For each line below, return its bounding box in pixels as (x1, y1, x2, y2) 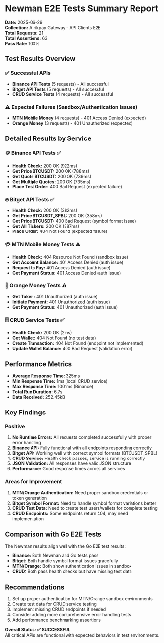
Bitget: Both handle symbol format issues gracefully (12, 558, 118, 564)
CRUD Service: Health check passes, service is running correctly (12, 456, 145, 461)
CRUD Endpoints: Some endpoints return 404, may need (12, 510, 128, 516)
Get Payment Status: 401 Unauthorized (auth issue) (12, 304, 118, 310)
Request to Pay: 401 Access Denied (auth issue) (12, 265, 111, 271)
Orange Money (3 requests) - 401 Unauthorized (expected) (12, 120, 133, 126)
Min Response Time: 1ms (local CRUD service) (12, 378, 108, 384)
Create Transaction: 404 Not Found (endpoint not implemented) (12, 340, 144, 346)
